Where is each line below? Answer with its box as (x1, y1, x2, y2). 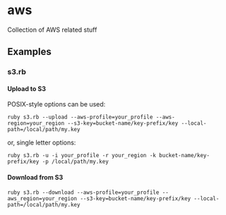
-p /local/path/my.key (42, 158, 109, 166)
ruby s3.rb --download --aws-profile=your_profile (7, 189, 160, 196)
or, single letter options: (7, 138, 76, 147)
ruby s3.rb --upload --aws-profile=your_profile (7, 113, 153, 121)
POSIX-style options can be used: (7, 100, 106, 109)
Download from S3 (7, 173, 64, 182)
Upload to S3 (7, 84, 46, 93)
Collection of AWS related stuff (7, 25, 97, 34)
